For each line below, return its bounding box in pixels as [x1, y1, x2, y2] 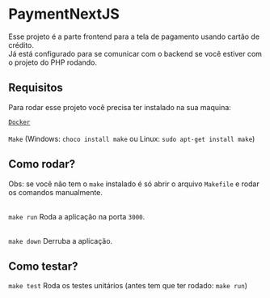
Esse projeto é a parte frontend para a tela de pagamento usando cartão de [8, 32, 260, 41]
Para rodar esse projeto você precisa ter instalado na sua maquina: [8, 102, 232, 112]
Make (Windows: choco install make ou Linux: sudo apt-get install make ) [8, 134, 255, 143]
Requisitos [8, 81, 63, 95]
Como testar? [8, 259, 78, 273]
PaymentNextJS [8, 5, 120, 23]
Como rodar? [8, 157, 76, 171]
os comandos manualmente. [8, 187, 103, 197]
